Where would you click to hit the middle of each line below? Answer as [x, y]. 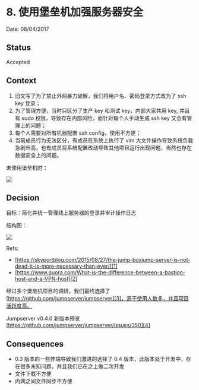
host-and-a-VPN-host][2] [46, 279]
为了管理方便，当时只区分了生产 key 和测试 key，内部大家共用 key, [96, 110]
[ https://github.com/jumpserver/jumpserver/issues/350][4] [78, 325]
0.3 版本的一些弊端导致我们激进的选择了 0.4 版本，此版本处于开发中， [100, 359]
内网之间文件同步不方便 [43, 381]
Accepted [18, 62]
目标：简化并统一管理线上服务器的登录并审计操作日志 [71, 213]
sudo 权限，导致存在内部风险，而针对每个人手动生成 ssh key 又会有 [104, 118]
